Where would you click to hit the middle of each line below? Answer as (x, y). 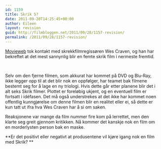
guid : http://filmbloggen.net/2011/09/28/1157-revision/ (65, 33)
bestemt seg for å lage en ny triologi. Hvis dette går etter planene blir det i (80, 86)
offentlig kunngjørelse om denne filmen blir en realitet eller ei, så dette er (79, 102)
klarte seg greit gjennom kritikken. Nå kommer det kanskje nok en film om (80, 122)
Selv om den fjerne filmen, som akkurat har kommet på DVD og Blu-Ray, (78, 75)
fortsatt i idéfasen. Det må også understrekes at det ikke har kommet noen (81, 96)
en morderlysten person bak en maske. (45, 127)
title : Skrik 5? (22, 14)
